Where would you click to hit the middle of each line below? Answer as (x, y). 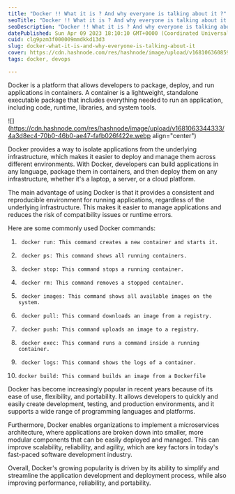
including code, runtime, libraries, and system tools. (82, 107)
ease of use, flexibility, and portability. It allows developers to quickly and (113, 396)
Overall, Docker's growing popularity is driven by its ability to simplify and (114, 467)
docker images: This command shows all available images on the (116, 296)
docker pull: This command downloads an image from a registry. (116, 316)
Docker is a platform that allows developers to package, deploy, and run (111, 85)
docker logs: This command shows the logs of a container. (109, 362)
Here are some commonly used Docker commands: (82, 228)
